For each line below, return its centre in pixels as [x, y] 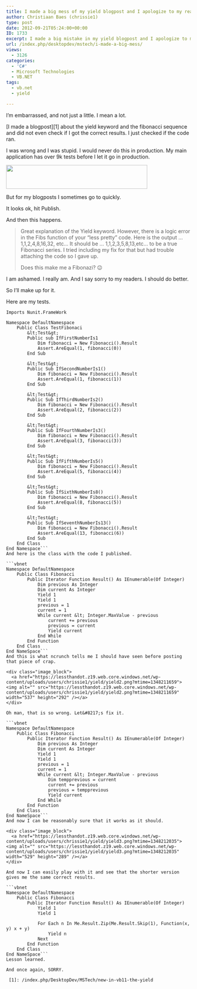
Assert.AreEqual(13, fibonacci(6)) [81, 533]
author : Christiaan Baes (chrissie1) [52, 17]
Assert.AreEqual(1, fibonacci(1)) [79, 379]
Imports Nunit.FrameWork [36, 312]
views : [14, 50]
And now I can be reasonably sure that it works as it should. [85, 821]
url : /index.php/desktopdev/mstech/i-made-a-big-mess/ [74, 45]
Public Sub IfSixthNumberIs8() [65, 492]
